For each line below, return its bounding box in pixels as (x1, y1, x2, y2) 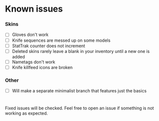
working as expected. (5, 110, 48, 116)
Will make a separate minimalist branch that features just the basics (12, 88, 147, 94)
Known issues (5, 3, 63, 15)
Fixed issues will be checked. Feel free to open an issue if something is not (5, 105, 154, 111)
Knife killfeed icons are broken (12, 64, 73, 70)
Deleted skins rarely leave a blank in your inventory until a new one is (12, 48, 150, 54)
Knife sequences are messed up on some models (12, 37, 111, 43)
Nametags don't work (12, 59, 56, 65)
